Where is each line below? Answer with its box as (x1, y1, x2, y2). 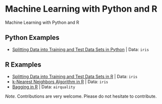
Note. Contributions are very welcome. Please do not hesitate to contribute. (5, 93, 157, 99)
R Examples (5, 61, 41, 69)
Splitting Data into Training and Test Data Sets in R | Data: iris (12, 73, 138, 79)
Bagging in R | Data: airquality (12, 84, 76, 89)
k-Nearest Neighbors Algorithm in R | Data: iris (12, 79, 108, 85)
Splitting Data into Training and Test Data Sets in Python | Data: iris (12, 46, 149, 52)
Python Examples (5, 34, 60, 42)
